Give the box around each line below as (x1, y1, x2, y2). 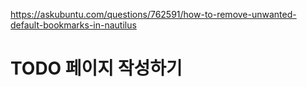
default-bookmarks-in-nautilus (10, 19, 137, 31)
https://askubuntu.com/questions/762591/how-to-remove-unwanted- (10, 9, 297, 20)
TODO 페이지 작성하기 (10, 57, 183, 80)
